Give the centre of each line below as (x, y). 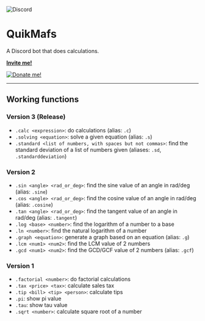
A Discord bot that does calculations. (53, 51)
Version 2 (21, 172)
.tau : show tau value (41, 305)
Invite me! (19, 63)
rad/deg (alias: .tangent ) (46, 217)
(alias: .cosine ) (34, 204)
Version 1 (20, 265)
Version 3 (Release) (36, 117)
